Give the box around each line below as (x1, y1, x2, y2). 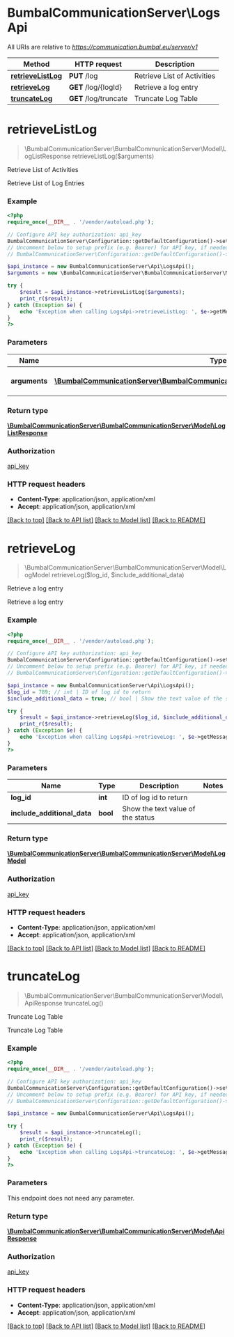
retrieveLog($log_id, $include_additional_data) (51, 571, 185, 579)
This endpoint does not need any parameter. (7, 1194, 134, 1202)
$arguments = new (7, 269, 58, 276)
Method (23, 59, 50, 69)
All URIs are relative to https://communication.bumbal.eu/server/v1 (7, 42, 198, 51)
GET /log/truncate (68, 93, 128, 103)
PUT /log (68, 71, 98, 81)
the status (122, 813, 155, 822)
